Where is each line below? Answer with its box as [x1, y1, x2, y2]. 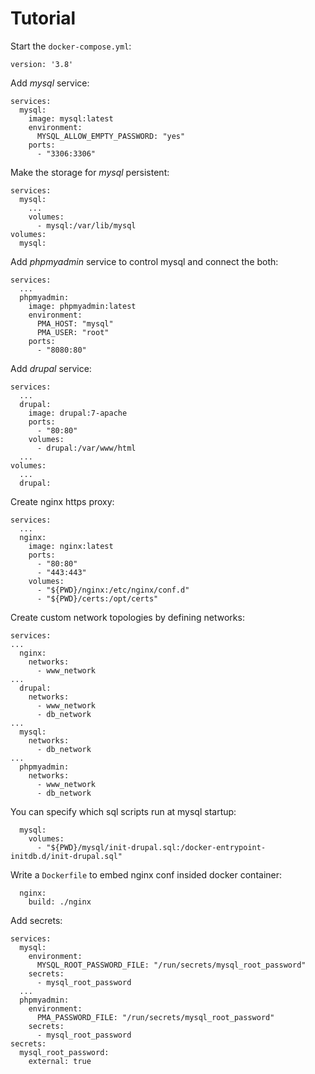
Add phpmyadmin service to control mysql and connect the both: [10, 255, 279, 267]
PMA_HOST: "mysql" [36, 318, 114, 329]
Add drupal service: [10, 362, 92, 374]
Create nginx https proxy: [10, 495, 115, 507]
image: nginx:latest [28, 541, 114, 551]
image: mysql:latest [28, 113, 114, 124]
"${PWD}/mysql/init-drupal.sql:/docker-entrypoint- [46, 842, 267, 852]
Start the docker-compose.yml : [10, 40, 132, 52]
